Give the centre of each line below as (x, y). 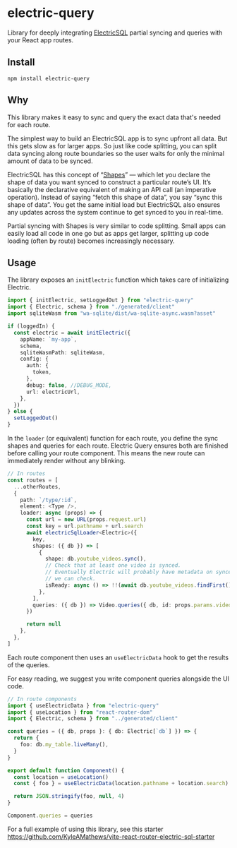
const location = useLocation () (61, 777)
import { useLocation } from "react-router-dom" (80, 712)
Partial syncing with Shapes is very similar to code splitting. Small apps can (117, 226)
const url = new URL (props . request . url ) (86, 520)
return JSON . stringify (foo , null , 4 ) (69, 796)
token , (42, 372)
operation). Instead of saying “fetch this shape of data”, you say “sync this (115, 197)
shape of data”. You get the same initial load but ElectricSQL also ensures (114, 204)
